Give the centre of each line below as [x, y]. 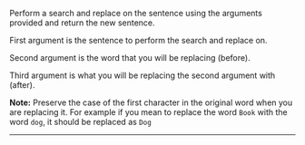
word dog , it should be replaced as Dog [80, 122]
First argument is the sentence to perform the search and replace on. [138, 40]
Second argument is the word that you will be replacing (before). [130, 58]
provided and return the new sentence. [83, 23]
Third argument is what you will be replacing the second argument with [143, 75]
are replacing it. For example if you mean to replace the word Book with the [148, 112]
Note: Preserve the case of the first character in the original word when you [151, 102]
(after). [22, 85]
